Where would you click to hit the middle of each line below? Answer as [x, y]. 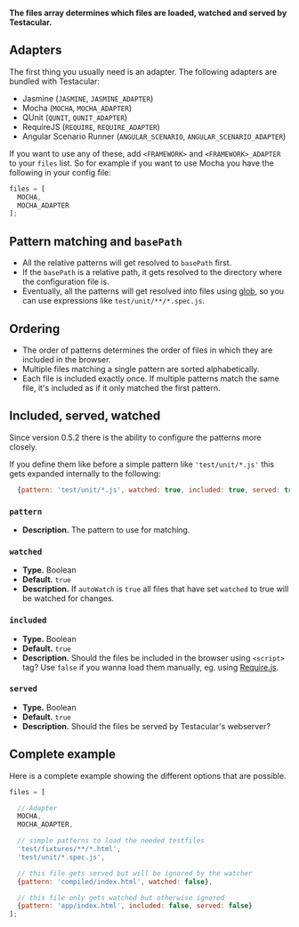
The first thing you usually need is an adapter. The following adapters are [143, 71]
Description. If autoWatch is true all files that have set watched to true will [155, 589]
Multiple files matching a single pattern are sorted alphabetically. [141, 369]
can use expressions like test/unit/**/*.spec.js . [113, 301]
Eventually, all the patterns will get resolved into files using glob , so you [153, 291]
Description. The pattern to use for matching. [106, 530]
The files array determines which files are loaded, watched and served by [148, 13]
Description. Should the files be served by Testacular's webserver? [146, 726]
